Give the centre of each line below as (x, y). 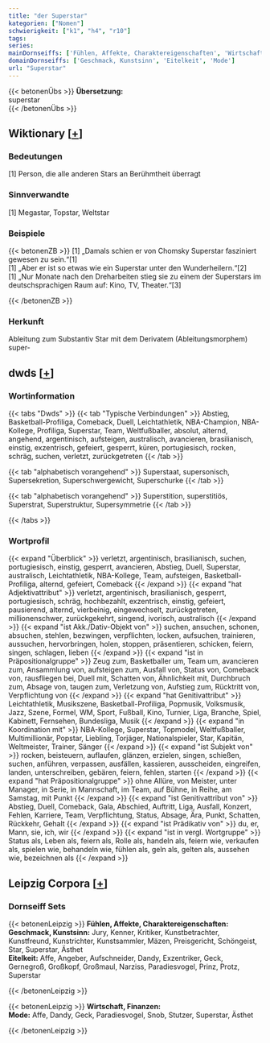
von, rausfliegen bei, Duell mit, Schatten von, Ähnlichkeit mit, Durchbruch (129, 678)
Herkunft (26, 321)
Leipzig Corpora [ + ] (58, 883)
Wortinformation (41, 395)
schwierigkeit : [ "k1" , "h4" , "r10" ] (70, 31)
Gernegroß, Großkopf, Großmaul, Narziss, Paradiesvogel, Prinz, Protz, (124, 966)
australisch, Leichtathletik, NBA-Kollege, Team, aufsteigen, (105, 576)
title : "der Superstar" (48, 16)
